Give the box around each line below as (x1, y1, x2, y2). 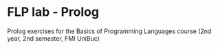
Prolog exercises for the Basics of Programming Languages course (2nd (7, 27, 212, 35)
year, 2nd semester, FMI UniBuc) (7, 34, 100, 42)
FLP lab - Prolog (7, 4, 100, 20)
